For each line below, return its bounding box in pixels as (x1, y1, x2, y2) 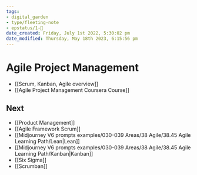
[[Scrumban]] (14, 162, 48, 170)
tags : (6, 8, 19, 15)
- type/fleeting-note (6, 19, 59, 25)
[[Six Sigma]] (14, 156, 47, 163)
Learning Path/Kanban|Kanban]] (14, 150, 94, 157)
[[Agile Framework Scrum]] (14, 125, 81, 132)
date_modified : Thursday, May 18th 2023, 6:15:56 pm (6, 36, 138, 42)
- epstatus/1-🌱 (6, 25, 44, 31)
